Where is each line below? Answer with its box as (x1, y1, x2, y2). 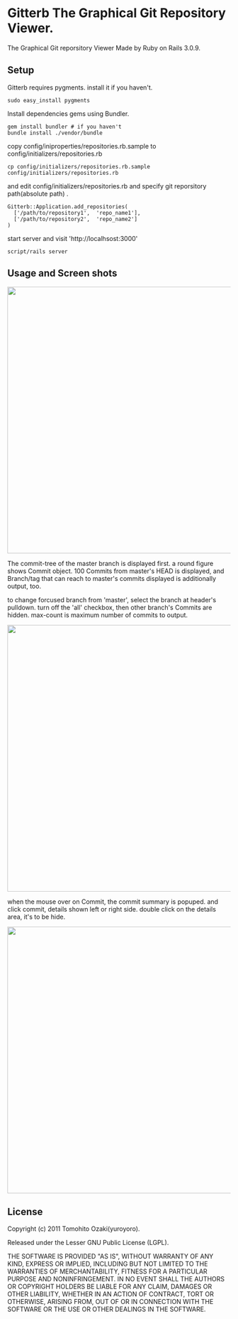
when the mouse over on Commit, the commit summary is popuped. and (7, 897, 218, 906)
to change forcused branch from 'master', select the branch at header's (7, 595, 217, 604)
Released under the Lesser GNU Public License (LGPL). (7, 1239, 169, 1247)
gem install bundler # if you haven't (7, 123, 122, 130)
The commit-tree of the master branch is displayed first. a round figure (7, 559, 214, 567)
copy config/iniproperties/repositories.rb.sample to (7, 141, 157, 150)
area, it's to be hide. (7, 912, 66, 921)
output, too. (7, 582, 41, 590)
